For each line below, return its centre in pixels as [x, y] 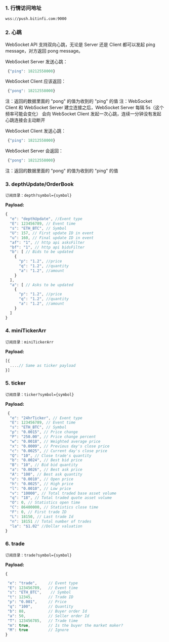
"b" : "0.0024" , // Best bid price [46, 460]
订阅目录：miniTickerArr [30, 342]
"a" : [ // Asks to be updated [41, 285]
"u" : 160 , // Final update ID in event [52, 238]
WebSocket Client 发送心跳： [36, 131]
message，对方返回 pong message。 [44, 51]
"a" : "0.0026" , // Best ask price [46, 470]
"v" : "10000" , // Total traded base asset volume [63, 493]
